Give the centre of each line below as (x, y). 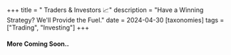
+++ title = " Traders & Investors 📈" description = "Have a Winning (105, 10)
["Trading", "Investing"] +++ (48, 28)
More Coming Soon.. (38, 44)
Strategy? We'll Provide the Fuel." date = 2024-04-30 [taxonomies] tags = (115, 20)
